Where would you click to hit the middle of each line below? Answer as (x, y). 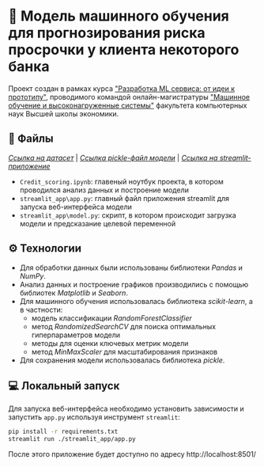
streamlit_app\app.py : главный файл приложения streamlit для (124, 198)
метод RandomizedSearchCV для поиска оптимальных (123, 326)
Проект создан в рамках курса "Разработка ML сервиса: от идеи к (122, 88)
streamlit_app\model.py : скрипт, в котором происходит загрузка (128, 215)
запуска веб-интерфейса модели (75, 207)
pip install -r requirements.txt (63, 432)
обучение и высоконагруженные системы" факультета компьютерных (128, 105)
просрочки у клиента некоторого (124, 50)
